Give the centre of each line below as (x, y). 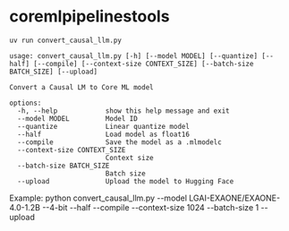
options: (25, 103)
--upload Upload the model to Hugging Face (126, 181)
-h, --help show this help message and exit (123, 111)
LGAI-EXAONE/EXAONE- (234, 198)
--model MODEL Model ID (78, 118)
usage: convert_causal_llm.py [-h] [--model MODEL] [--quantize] (133, 56)
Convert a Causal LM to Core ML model (81, 87)
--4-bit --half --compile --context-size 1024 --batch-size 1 (150, 207)
